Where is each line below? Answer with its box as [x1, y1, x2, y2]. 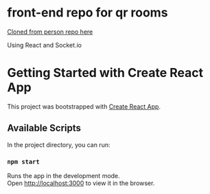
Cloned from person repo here [7, 28, 93, 36]
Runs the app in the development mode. [7, 171, 120, 180]
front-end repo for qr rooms [7, 5, 168, 21]
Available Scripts [7, 122, 81, 134]
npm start [7, 158, 40, 166]
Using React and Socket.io [7, 41, 82, 49]
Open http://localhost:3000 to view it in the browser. [7, 179, 155, 187]
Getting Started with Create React [7, 65, 204, 80]
